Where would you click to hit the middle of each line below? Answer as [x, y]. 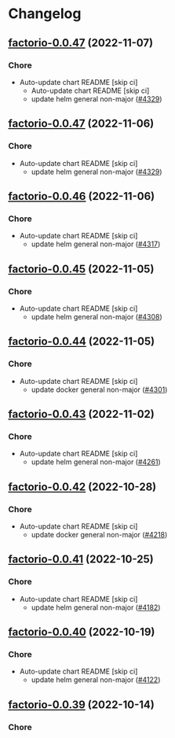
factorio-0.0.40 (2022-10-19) [82, 632]
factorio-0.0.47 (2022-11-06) [81, 124]
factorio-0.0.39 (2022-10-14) [81, 705]
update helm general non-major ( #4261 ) [96, 462]
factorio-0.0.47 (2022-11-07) [81, 43]
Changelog [45, 14]
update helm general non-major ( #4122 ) [96, 680]
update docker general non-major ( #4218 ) [99, 535]
